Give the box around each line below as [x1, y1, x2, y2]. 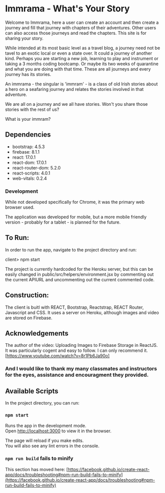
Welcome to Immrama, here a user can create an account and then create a [5, 19, 159, 25]
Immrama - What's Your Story [5, 3, 130, 14]
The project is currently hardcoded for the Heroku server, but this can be [5, 266, 153, 272]
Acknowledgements [5, 329, 69, 338]
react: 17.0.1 [12, 154, 36, 160]
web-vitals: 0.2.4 [12, 175, 47, 181]
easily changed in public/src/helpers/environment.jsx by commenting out [5, 271, 154, 277]
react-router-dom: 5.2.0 [12, 164, 61, 170]
